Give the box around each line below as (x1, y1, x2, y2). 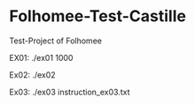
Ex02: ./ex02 (9, 69, 56, 80)
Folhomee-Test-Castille (9, 6, 186, 26)
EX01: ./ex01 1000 (9, 52, 74, 63)
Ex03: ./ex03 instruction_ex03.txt (9, 86, 130, 97)
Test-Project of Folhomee (9, 35, 102, 46)
